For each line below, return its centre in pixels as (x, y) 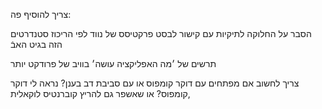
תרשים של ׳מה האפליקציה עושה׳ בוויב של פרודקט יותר (113, 63)
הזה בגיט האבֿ (36, 44)
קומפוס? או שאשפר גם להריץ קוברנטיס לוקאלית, (100, 93)
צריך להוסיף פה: (41, 14)
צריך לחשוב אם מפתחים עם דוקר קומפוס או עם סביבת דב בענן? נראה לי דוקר (155, 83)
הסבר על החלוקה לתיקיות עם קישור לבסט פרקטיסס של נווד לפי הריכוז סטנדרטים (161, 33)
